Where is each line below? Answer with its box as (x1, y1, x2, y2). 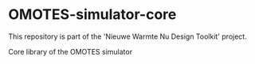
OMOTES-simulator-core (8, 6, 177, 24)
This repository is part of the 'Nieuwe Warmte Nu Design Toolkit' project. (8, 32, 247, 41)
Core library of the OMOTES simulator (8, 47, 133, 56)
